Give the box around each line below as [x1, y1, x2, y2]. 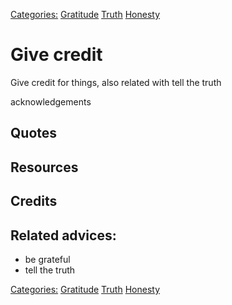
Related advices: [10, 227, 117, 244]
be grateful [24, 253, 71, 265]
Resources [10, 159, 79, 176]
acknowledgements [10, 95, 92, 108]
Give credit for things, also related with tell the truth [10, 76, 222, 88]
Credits [10, 193, 58, 210]
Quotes [10, 125, 58, 142]
